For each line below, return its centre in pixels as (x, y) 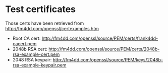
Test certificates (41, 9)
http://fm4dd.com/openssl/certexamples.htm (52, 28)
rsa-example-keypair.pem (39, 65)
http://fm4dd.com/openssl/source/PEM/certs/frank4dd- (100, 38)
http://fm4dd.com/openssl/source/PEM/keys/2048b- (108, 59)
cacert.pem (24, 43)
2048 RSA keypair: (32, 59)
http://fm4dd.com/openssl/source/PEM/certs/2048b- (104, 49)
